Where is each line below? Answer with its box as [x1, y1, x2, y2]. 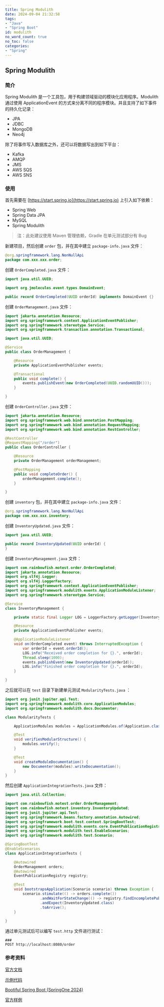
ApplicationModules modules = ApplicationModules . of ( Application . [14, 724, 152, 729]
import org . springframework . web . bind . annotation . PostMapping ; [5, 418, 134, 423]
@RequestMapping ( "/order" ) [5, 440, 60, 445]
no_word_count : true [5, 35, 47, 40]
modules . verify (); [22, 742, 60, 747]
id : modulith [5, 30, 32, 35]
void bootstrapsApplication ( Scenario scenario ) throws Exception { [14, 887, 154, 892]
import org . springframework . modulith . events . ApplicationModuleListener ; [5, 588, 156, 593]
